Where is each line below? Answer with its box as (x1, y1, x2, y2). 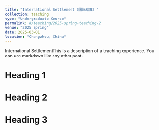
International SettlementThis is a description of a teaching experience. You (5, 47, 155, 54)
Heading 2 (5, 92, 48, 103)
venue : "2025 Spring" (5, 25, 49, 30)
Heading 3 (5, 114, 48, 126)
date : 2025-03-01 (5, 30, 40, 35)
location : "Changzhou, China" (5, 35, 67, 39)
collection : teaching (5, 12, 49, 17)
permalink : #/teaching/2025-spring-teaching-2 (5, 20, 101, 26)
